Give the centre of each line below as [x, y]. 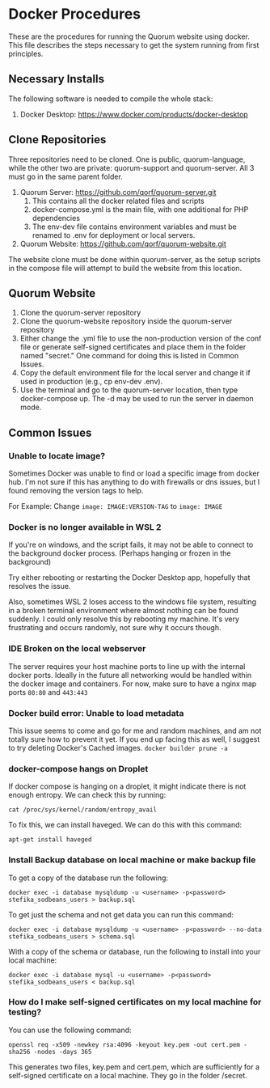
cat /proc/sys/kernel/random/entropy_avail [83, 810]
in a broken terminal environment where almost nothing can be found [123, 611]
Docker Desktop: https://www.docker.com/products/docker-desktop [134, 114]
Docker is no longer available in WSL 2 [85, 527]
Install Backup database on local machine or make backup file [132, 860]
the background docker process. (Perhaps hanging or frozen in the [120, 553]
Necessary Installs [57, 79]
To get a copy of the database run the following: [88, 878]
